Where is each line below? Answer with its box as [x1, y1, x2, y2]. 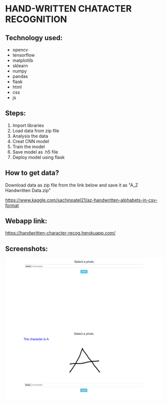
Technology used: [5, 33, 63, 42]
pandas [12, 73, 28, 79]
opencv [12, 47, 28, 52]
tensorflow [12, 52, 35, 58]
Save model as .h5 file [12, 148, 58, 155]
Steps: [5, 109, 26, 117]
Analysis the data [12, 133, 48, 139]
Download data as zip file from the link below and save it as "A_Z [5, 182, 138, 188]
